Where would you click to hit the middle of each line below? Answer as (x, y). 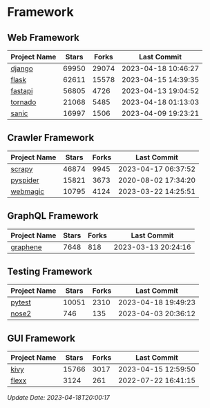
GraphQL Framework (53, 216)
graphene (27, 247)
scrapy (22, 168)
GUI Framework (41, 338)
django (22, 68)
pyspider (25, 180)
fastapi (22, 91)
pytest (21, 302)
